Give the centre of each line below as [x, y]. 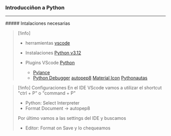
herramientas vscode [48, 43]
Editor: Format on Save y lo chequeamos [68, 128]
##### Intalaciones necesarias [38, 23]
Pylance [41, 73]
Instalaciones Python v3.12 [53, 53]
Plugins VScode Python [50, 63]
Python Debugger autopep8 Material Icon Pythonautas [90, 78]
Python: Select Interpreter [52, 103]
